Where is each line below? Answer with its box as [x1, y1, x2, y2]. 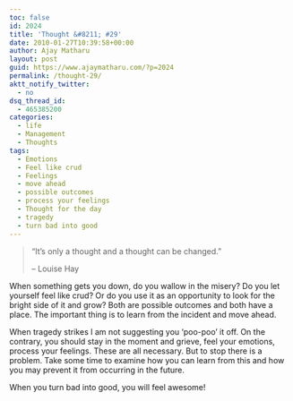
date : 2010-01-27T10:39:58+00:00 [9, 38, 134, 47]
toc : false [9, 13, 50, 22]
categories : [9, 113, 54, 122]
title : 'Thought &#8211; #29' [9, 30, 123, 38]
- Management [17, 130, 66, 139]
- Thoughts [17, 138, 58, 147]
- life [17, 122, 42, 131]
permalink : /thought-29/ [9, 72, 102, 81]
